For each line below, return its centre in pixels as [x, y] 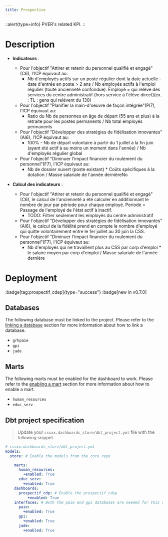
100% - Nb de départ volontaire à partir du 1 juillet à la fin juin [90, 142]
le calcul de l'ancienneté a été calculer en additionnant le [90, 199]
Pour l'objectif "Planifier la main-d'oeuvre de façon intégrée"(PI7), [88, 105]
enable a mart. [20, 390]
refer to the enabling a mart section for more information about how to [77, 384]
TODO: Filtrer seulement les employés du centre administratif [90, 215]
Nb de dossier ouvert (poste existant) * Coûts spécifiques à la [91, 169]
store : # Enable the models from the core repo [60, 456]
